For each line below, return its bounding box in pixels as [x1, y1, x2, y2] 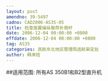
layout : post [6, 8, 38, 15]
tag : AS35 [6, 41, 31, 47]
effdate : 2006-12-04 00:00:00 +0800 [6, 36, 96, 41]
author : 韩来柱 [6, 52, 41, 58]
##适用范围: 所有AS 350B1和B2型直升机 [6, 68, 102, 76]
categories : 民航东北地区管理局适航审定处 [6, 47, 99, 52]
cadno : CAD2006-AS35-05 [6, 19, 65, 25]
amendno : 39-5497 [6, 14, 49, 20]
